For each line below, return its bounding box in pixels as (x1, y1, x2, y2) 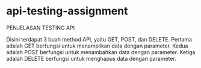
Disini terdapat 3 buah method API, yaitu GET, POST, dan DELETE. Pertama (6, 36, 193, 43)
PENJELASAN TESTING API (6, 24, 75, 31)
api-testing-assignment (6, 4, 128, 18)
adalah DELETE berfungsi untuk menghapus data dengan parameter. (6, 55, 176, 62)
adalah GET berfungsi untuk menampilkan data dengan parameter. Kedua (6, 42, 188, 49)
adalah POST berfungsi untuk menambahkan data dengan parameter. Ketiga (6, 48, 196, 55)
